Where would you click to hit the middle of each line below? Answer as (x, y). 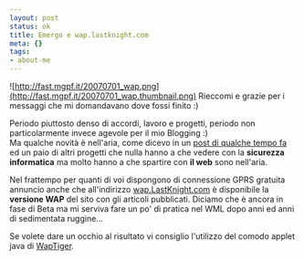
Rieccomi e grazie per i (241, 96)
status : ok (30, 26)
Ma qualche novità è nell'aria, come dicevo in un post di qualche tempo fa (148, 143)
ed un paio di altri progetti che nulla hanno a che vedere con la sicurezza (147, 152)
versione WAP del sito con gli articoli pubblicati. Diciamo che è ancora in (147, 199)
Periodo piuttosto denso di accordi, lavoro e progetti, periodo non (132, 123)
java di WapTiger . (42, 246)
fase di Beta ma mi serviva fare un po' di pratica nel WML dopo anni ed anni (152, 209)
